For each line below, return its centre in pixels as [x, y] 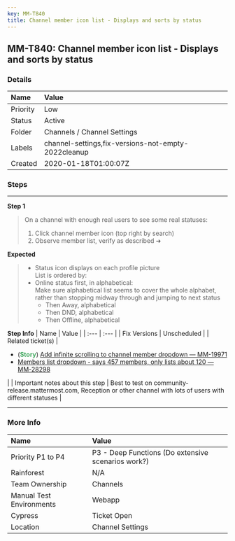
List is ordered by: [61, 275]
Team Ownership [39, 484]
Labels [22, 148]
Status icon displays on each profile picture [97, 268]
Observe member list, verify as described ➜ [98, 241]
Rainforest [28, 472]
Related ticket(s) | [33, 341]
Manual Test [31, 496]
